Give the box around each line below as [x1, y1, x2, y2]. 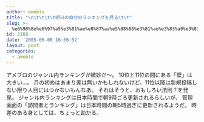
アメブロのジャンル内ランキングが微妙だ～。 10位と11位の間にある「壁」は [6, 71, 193, 79]
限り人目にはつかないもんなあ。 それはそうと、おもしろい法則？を [16, 86, 183, 94]
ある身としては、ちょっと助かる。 [16, 109, 102, 116]
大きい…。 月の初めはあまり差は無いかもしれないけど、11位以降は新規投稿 [6, 79, 192, 86]
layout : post [6, 43, 39, 49]
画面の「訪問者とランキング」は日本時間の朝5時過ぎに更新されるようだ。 [6, 101, 190, 109]
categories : [6, 48, 36, 54]
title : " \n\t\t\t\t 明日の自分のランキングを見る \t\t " [6, 14, 132, 21]
